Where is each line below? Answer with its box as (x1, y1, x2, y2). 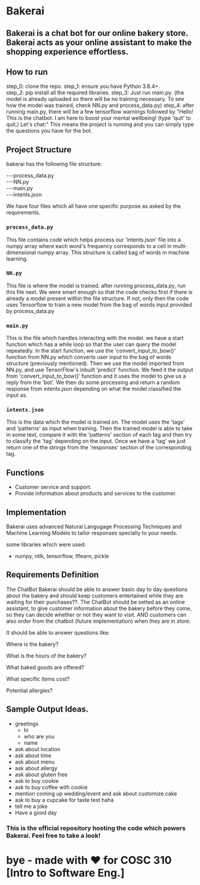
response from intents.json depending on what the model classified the (6, 385, 181, 393)
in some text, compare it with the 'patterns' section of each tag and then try (6, 431, 192, 439)
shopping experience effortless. (6, 47, 129, 57)
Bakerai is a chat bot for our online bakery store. (6, 28, 189, 38)
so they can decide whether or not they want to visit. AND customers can (6, 611, 187, 618)
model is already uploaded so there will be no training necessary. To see (6, 96, 184, 103)
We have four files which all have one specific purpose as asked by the (6, 203, 181, 210)
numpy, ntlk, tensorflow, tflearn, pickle (14, 553, 109, 560)
